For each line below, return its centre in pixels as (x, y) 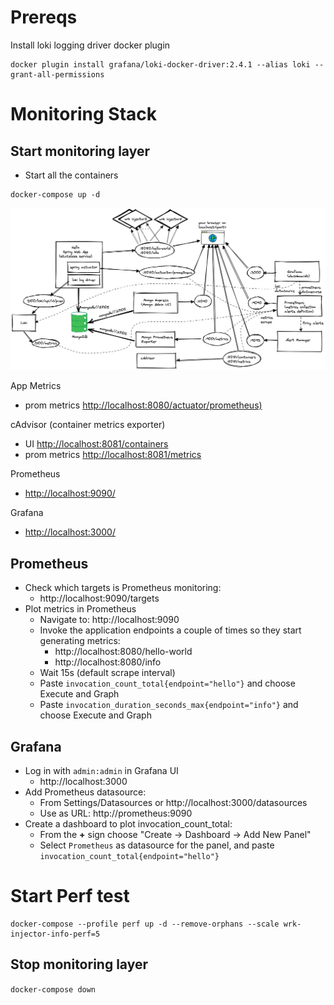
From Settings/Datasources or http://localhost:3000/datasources (173, 802)
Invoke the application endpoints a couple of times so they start (170, 630)
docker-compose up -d (55, 194)
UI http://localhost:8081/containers (96, 444)
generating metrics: (80, 641)
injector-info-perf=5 (55, 934)
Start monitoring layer (80, 151)
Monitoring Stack (83, 114)
